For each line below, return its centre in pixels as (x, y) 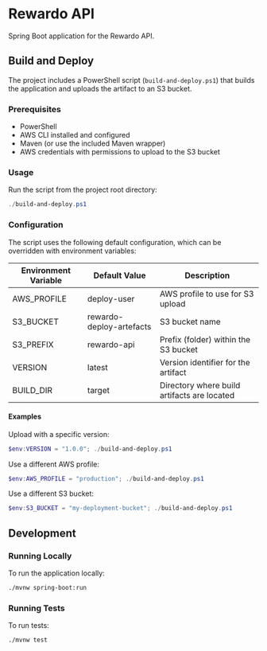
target (98, 390)
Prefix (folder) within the (205, 339)
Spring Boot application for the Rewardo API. (81, 36)
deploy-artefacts (119, 326)
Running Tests (37, 608)
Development (43, 533)
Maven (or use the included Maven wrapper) (93, 143)
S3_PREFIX (33, 345)
